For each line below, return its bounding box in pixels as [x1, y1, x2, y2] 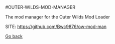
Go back [5, 33, 23, 39]
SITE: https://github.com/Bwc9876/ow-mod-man [5, 23, 107, 29]
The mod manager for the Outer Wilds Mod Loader [5, 14, 110, 19]
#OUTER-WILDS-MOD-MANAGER [5, 4, 75, 10]
